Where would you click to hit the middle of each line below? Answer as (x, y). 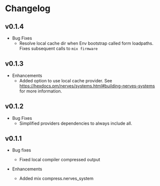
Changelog (28, 9)
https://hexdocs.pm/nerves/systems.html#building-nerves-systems (87, 86)
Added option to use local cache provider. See (66, 80)
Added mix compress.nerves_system (56, 179)
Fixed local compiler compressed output (60, 160)
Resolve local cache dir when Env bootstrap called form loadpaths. (86, 43)
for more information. (41, 91)
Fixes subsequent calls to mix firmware (59, 48)
